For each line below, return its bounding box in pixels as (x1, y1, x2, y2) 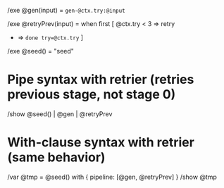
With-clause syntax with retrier (7, 134, 195, 151)
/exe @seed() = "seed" (7, 47, 74, 55)
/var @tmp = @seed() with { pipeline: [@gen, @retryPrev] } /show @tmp (7, 173, 217, 181)
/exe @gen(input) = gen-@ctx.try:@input (7, 6, 125, 14)
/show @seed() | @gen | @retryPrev (7, 109, 113, 118)
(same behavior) (7, 149, 106, 165)
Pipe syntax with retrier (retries (7, 72, 194, 87)
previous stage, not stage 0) (7, 87, 176, 103)
